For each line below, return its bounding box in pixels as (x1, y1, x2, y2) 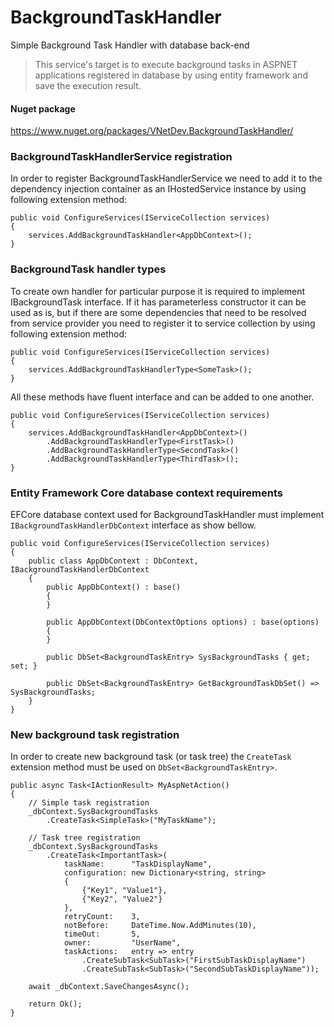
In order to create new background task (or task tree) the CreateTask (10, 751, 292, 763)
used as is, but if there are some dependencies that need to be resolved (10, 306, 307, 318)
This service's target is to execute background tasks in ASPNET (34, 58, 298, 70)
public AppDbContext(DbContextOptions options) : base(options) (46, 617, 320, 628)
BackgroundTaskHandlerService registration (10, 150, 233, 164)
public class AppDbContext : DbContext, (28, 556, 199, 566)
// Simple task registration (28, 798, 150, 808)
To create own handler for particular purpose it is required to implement (10, 285, 306, 297)
